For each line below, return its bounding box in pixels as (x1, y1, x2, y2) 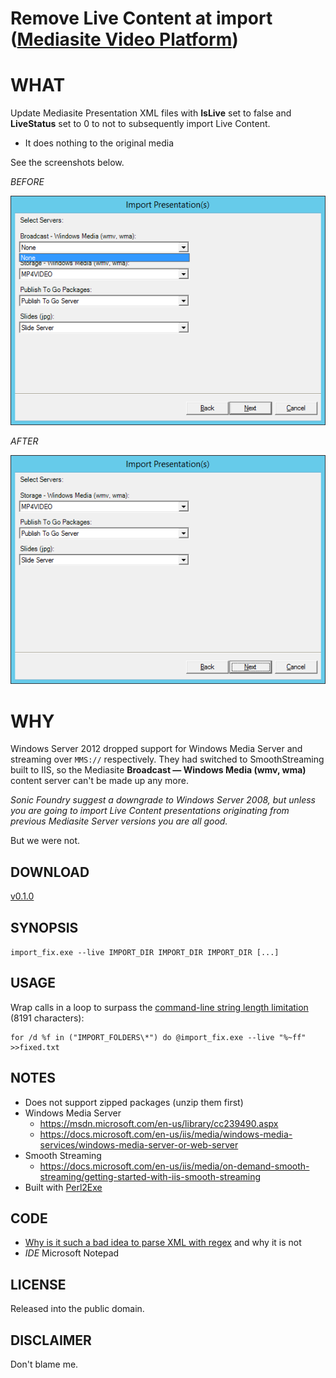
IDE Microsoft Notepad (24, 1247, 120, 1259)
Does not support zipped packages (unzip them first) (24, 1096, 244, 1108)
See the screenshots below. (10, 157, 125, 169)
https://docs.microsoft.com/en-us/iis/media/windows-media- (39, 1128, 293, 1140)
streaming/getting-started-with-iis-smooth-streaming (39, 1170, 262, 1182)
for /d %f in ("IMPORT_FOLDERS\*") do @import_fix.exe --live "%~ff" (10, 1032, 307, 1042)
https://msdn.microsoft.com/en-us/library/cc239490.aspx (39, 1117, 279, 1129)
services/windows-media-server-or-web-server (39, 1138, 239, 1151)
